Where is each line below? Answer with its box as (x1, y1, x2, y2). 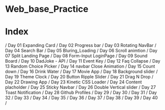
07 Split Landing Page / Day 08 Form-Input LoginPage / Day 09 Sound (5, 53, 148, 59)
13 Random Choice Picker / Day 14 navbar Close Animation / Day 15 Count (5, 63, 155, 70)
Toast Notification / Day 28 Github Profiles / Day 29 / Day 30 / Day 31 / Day (5, 90, 157, 96)
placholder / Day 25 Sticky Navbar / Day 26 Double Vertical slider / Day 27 (5, 84, 156, 90)
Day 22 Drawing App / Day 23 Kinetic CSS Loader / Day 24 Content (5, 79, 142, 85)
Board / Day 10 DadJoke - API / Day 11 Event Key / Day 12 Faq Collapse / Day (5, 58, 161, 64)
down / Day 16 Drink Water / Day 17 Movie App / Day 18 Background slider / (5, 69, 158, 74)
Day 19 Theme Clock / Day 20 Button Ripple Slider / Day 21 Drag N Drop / (5, 74, 154, 80)
